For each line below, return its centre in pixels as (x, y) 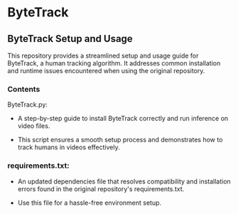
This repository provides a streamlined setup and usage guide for (103, 55)
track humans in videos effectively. (69, 147)
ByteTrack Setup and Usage (70, 39)
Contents (24, 89)
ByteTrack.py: (28, 105)
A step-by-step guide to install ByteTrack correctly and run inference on (123, 119)
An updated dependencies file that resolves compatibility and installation (124, 181)
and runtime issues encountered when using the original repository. (106, 71)
